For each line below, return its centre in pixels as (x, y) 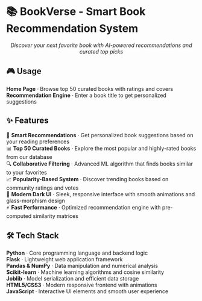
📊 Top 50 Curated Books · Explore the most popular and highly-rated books (101, 148)
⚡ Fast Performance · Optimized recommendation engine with (84, 207)
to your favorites (27, 172)
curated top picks (101, 51)
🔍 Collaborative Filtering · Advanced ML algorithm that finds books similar (100, 164)
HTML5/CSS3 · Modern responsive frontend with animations (82, 285)
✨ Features (27, 121)
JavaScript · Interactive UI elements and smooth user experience (87, 291)
